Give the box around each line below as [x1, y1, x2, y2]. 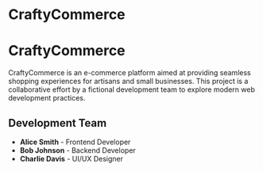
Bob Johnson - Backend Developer [19, 145, 137, 155]
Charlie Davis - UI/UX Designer [19, 154, 123, 163]
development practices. [8, 93, 86, 103]
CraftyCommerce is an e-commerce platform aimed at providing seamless [8, 68, 252, 78]
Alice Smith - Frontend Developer [19, 137, 131, 146]
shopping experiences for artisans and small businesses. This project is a [8, 77, 249, 86]
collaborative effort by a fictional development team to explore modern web [8, 85, 256, 94]
